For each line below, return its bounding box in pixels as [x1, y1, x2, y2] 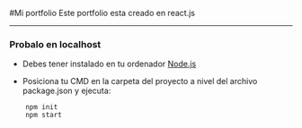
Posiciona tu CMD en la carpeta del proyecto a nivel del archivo [22, 76, 258, 87]
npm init [25, 103, 58, 112]
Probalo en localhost [9, 38, 102, 50]
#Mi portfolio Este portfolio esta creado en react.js [9, 8, 196, 18]
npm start [25, 111, 63, 120]
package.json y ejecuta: [22, 85, 111, 97]
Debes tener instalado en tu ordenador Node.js [22, 58, 197, 70]
